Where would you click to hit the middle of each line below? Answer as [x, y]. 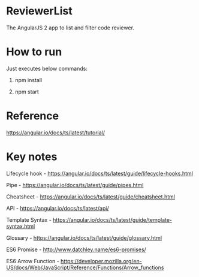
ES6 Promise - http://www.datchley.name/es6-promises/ [76, 249]
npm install [28, 80]
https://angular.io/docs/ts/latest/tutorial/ [55, 133]
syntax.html [21, 226]
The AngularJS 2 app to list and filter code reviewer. [70, 28]
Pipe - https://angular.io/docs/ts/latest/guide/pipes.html [75, 185]
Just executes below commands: [47, 68]
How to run [34, 52]
